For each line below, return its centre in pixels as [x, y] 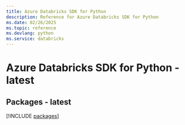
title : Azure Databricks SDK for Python [56, 11]
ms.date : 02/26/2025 [31, 22]
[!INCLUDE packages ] [33, 116]
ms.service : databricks [35, 39]
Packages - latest [39, 102]
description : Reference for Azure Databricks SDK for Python [83, 17]
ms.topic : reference [31, 28]
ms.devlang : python [30, 33]
